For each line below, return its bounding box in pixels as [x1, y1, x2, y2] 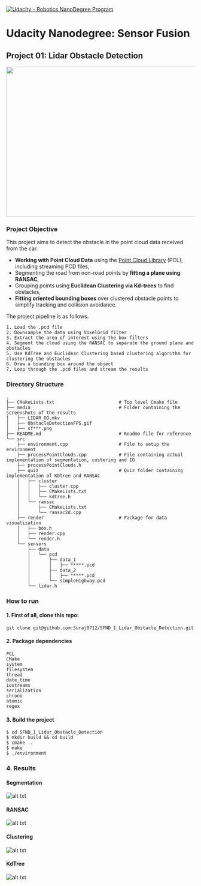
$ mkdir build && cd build [6, 735, 74, 741]
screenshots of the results [6, 410, 77, 416]
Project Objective [6, 225, 58, 233]
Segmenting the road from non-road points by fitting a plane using [14, 269, 181, 277]
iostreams [6, 682, 31, 688]
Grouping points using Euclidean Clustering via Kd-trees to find [14, 282, 174, 289]
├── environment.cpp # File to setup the [17, 441, 170, 447]
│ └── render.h [17, 536, 60, 542]
